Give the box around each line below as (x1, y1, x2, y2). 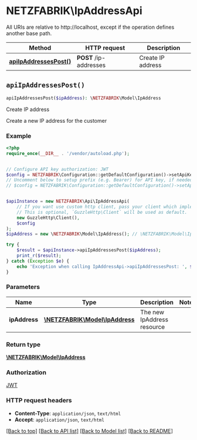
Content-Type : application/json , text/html (14, 409, 121, 417)
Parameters (6, 283, 40, 291)
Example (6, 132, 32, 140)
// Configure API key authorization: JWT (6, 166, 109, 172)
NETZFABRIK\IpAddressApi (6, 4, 142, 18)
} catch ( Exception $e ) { (6, 258, 69, 264)
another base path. (6, 29, 52, 36)
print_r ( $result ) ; (16, 253, 62, 259)
